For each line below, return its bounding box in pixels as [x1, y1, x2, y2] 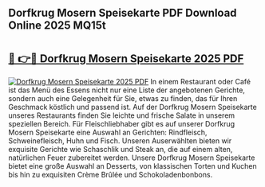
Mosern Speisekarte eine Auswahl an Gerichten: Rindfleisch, [8, 127, 208, 137]
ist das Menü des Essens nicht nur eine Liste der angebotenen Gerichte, [8, 85, 246, 95]
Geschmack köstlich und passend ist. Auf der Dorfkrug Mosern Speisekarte [8, 103, 257, 111]
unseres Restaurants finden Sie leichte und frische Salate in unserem [8, 111, 235, 120]
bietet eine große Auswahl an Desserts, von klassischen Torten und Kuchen [8, 162, 257, 170]
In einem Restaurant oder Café [150, 77, 251, 86]
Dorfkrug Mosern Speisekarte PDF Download [8, 6, 237, 20]
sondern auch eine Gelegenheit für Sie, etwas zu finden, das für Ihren [8, 94, 238, 103]
